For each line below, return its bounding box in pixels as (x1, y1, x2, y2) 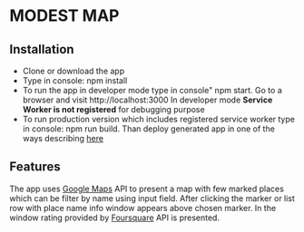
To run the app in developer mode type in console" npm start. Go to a (22, 85, 283, 95)
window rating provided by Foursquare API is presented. (9, 212, 221, 223)
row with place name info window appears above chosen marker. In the (9, 202, 277, 213)
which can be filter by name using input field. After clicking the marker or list (9, 192, 295, 204)
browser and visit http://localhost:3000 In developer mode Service (22, 94, 273, 105)
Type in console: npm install (22, 75, 128, 86)
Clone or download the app (22, 65, 125, 76)
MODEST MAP (9, 5, 120, 26)
